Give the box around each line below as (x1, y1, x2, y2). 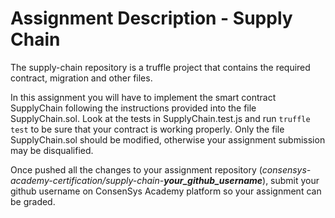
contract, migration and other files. (10, 72, 153, 84)
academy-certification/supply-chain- (10, 174, 165, 186)
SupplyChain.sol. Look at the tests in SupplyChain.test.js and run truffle (10, 112, 311, 124)
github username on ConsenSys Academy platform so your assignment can (10, 185, 322, 197)
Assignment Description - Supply (10, 7, 293, 30)
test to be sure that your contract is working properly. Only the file (10, 123, 285, 135)
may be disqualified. (10, 144, 94, 156)
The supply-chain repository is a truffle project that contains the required (10, 61, 311, 73)
